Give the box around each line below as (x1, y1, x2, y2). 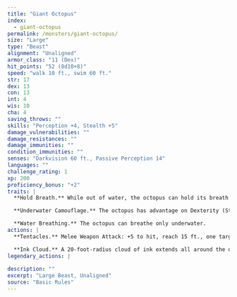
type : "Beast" (7, 43, 49, 50)
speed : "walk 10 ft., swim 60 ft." (7, 69, 112, 76)
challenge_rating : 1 (7, 168, 68, 175)
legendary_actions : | (7, 252, 71, 260)
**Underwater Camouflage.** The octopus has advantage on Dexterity (13, 207, 219, 214)
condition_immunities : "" (7, 148, 83, 156)
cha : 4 (7, 109, 27, 116)
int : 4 (7, 96, 27, 103)
